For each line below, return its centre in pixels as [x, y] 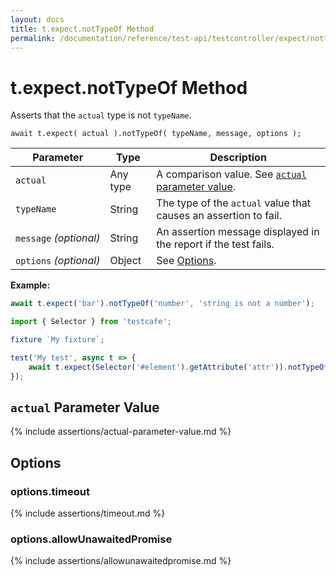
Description [238, 158]
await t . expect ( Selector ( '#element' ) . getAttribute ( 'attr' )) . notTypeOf [178, 367]
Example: [30, 285]
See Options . [186, 261]
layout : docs [37, 19]
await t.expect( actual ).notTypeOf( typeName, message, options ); [156, 134]
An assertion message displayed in [238, 232]
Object [125, 261]
